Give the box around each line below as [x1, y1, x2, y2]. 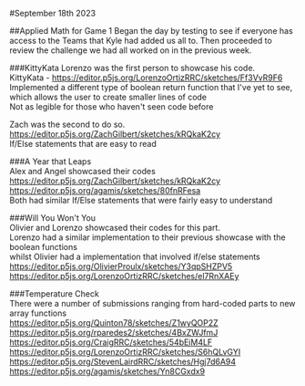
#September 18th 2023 [9, 8, 97, 18]
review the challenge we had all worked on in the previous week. [9, 45, 252, 56]
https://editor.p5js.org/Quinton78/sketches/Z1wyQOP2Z [9, 318, 219, 328]
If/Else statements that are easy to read [9, 139, 157, 149]
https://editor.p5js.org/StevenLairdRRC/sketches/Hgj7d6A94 [9, 356, 237, 367]
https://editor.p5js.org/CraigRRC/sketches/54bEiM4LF [9, 337, 213, 348]
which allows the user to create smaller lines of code [9, 91, 208, 102]
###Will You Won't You [9, 213, 97, 223]
